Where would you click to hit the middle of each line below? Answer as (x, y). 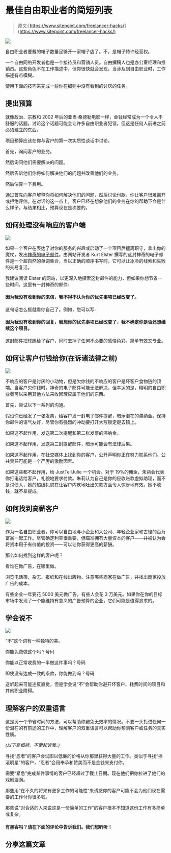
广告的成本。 (19, 583)
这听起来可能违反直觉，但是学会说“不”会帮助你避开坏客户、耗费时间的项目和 (85, 684)
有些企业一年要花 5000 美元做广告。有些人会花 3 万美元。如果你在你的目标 (84, 594)
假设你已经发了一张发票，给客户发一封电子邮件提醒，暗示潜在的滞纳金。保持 (85, 416)
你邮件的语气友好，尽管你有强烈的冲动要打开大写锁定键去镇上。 (72, 422)
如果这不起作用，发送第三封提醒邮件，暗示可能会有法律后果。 (70, 444)
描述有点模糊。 (21, 75)
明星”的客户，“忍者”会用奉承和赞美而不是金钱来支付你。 (68, 763)
